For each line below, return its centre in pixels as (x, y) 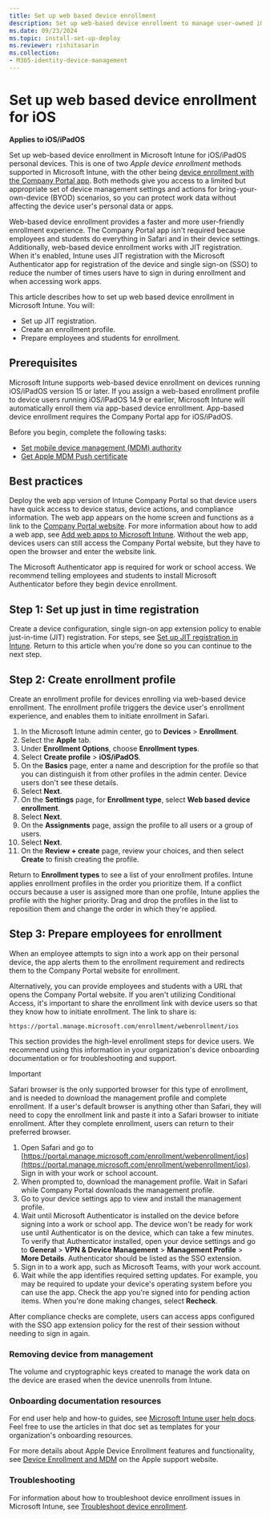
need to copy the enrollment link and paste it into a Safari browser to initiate (134, 1115)
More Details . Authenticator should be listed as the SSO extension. (131, 1258)
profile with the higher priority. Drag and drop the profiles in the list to (124, 901)
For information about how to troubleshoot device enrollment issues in (125, 1497)
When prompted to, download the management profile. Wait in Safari (134, 1181)
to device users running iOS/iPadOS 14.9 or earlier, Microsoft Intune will (127, 399)
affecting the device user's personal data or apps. (91, 206)
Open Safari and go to (57, 1147)
